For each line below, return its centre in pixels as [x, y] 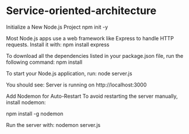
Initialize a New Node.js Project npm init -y [57, 27]
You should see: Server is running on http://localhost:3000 [76, 85]
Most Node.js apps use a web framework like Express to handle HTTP [90, 38]
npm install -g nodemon [35, 114]
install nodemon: [26, 102]
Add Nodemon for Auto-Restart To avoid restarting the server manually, [92, 96]
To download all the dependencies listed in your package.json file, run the [95, 56]
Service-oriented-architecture [81, 11]
